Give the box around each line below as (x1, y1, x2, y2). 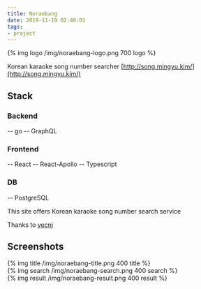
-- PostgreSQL (7, 193, 50, 202)
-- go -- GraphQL (7, 126, 57, 135)
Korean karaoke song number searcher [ (7, 62, 124, 71)
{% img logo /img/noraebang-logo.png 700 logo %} (7, 49, 156, 57)
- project (7, 29, 36, 37)
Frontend (7, 144, 39, 154)
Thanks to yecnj (7, 221, 54, 229)
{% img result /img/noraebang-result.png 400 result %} (7, 274, 167, 283)
